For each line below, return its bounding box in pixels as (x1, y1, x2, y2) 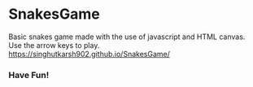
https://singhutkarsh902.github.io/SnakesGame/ (8, 49, 171, 59)
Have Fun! (8, 69, 50, 80)
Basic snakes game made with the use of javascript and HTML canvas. (8, 32, 246, 41)
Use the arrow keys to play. (8, 40, 100, 50)
